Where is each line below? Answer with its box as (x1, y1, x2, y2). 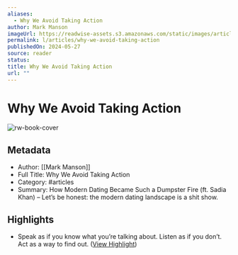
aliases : (7, 10, 33, 18)
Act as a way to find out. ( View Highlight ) (17, 240, 137, 249)
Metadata (7, 144, 51, 156)
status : (7, 57, 30, 64)
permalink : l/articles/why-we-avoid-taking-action (7, 37, 160, 44)
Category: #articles (17, 178, 74, 186)
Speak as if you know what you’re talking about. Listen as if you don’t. (17, 232, 222, 241)
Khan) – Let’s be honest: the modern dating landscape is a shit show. (17, 193, 218, 202)
